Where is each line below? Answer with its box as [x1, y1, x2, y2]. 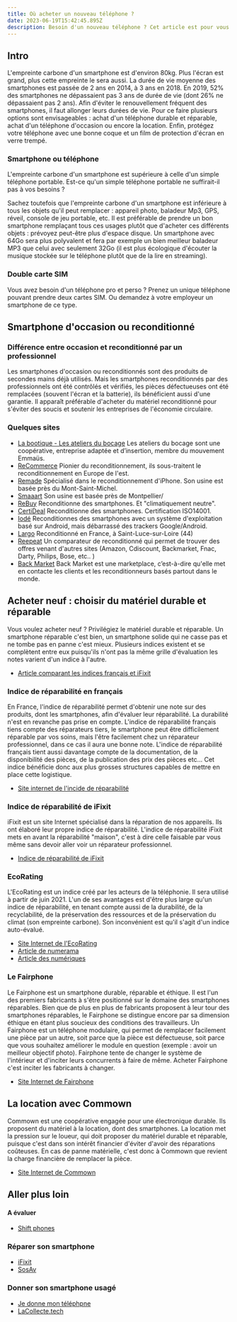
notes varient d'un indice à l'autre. [7, 655, 108, 663]
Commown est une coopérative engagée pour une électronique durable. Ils [7, 1116, 226, 1125]
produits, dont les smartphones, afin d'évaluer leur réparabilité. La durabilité [7, 710, 229, 718]
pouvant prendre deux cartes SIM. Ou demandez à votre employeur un [7, 293, 214, 301]
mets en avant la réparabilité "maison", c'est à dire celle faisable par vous [7, 833, 221, 841]
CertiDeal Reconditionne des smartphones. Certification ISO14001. [17, 506, 212, 515]
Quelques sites [7, 422, 60, 432]
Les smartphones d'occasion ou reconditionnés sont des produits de [7, 367, 208, 376]
